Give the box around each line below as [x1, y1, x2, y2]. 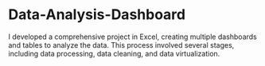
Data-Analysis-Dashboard [8, 6, 185, 24]
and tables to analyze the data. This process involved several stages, [8, 40, 235, 49]
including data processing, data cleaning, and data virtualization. [8, 49, 220, 58]
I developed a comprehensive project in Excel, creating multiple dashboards [8, 32, 257, 41]
